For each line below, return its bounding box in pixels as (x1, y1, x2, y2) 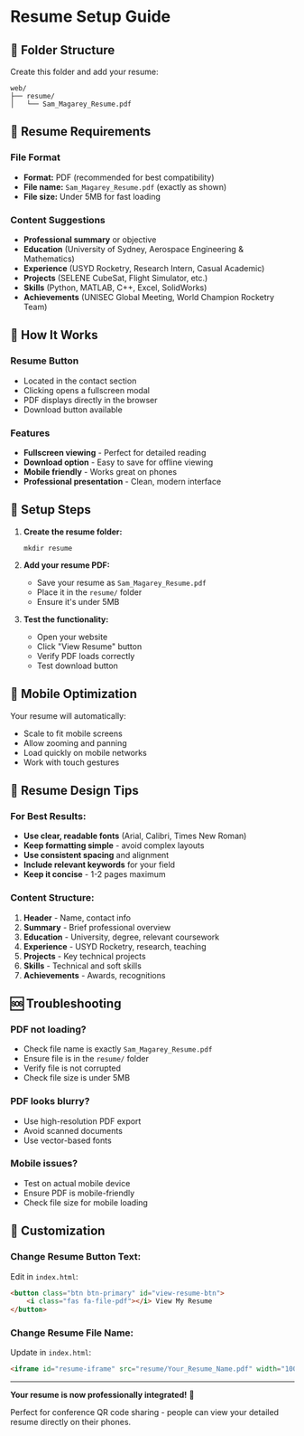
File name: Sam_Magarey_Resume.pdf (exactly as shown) (23, 181, 227, 192)
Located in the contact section (23, 375, 137, 386)
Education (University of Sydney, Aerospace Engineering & (23, 243, 244, 254)
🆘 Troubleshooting (10, 996, 122, 1011)
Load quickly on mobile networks (23, 747, 147, 758)
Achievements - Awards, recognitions (23, 969, 166, 980)
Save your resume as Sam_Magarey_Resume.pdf (36, 577, 207, 588)
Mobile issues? (10, 1157, 78, 1170)
